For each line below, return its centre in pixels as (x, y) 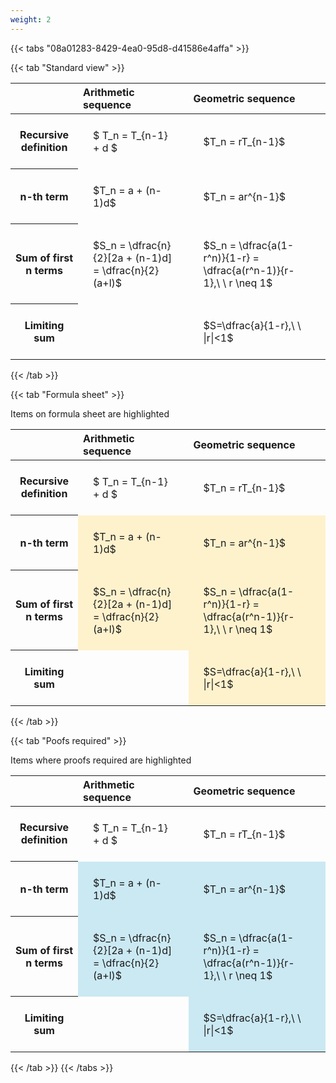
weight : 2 (31, 19)
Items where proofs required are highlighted (101, 760)
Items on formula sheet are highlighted (90, 413)
